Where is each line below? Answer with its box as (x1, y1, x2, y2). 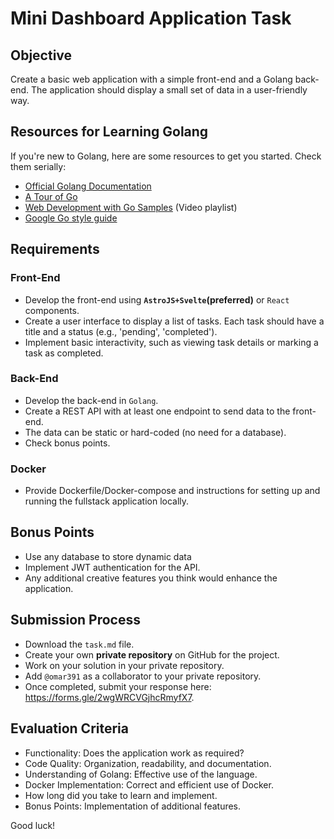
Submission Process (10, 612, 141, 629)
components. (24, 304, 80, 316)
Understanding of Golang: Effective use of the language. (24, 768, 258, 780)
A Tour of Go (24, 190, 78, 202)
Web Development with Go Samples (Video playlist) (24, 201, 238, 213)
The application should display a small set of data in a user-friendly (30, 84, 308, 96)
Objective (10, 47, 73, 64)
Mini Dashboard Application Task (10, 7, 292, 30)
